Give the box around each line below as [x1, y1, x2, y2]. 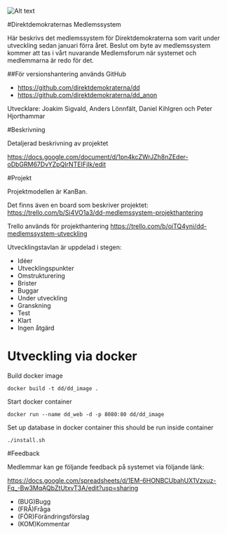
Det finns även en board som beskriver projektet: [7, 201, 149, 209]
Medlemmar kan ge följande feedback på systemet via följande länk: [7, 462, 205, 471]
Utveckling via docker [7, 348, 138, 364]
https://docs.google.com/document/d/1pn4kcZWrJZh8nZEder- [7, 153, 189, 161]
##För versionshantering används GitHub [7, 70, 126, 78]
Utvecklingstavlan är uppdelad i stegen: [7, 243, 122, 251]
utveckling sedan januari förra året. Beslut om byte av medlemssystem [7, 41, 211, 49]
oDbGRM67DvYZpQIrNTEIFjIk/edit [7, 160, 106, 168]
